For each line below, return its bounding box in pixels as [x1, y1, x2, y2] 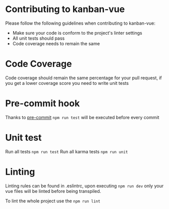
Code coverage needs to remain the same [12, 40, 100, 46]
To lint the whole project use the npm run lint [5, 197, 101, 204]
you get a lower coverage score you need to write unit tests [5, 80, 129, 86]
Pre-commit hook [5, 98, 80, 109]
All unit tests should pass [12, 35, 65, 41]
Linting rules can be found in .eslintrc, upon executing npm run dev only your [5, 182, 164, 189]
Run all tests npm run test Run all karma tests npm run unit [5, 148, 128, 154]
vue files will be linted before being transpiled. [5, 188, 101, 194]
